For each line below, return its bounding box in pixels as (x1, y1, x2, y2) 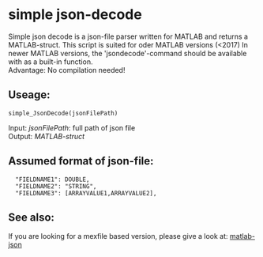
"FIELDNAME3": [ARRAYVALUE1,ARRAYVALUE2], (15, 189, 157, 197)
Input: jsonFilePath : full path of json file (8, 123, 136, 132)
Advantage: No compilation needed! (8, 65, 126, 74)
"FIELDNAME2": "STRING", (15, 182, 97, 191)
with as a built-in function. (8, 57, 93, 66)
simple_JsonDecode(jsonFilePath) (8, 109, 118, 117)
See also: (8, 210, 55, 224)
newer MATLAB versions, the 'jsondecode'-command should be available (8, 48, 247, 58)
